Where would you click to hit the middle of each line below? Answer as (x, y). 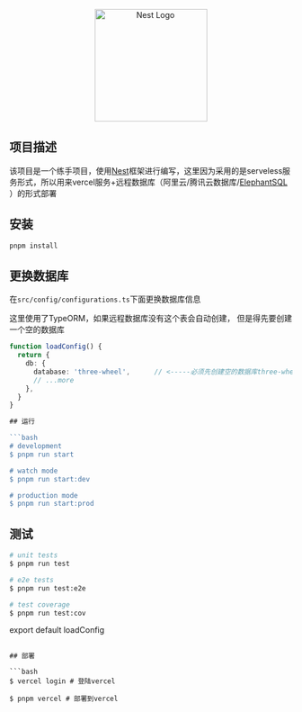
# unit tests (34, 555)
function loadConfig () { (56, 347)
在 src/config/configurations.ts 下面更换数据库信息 (105, 299)
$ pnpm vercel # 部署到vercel (64, 699)
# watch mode (34, 471)
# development (36, 446)
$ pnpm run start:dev (50, 479)
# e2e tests (31, 580)
